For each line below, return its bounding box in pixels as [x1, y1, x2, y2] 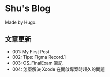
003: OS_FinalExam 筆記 [12, 60, 63, 66]
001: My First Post [12, 48, 50, 55]
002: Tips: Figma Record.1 [12, 54, 66, 60]
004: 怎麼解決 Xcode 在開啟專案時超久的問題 [12, 66, 105, 72]
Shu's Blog [5, 3, 51, 14]
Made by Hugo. [5, 19, 37, 25]
